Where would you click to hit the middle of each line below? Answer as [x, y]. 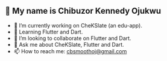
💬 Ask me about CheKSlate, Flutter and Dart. [69, 44]
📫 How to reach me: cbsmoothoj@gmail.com [70, 51]
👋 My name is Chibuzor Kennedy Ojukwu [83, 11]
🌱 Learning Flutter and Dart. [48, 32]
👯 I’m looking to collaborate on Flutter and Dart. [72, 38]
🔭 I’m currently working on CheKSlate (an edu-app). [78, 25]
